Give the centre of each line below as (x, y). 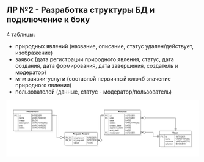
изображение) (34, 53)
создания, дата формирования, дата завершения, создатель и (97, 65)
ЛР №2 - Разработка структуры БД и (81, 10)
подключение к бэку (48, 20)
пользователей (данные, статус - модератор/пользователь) (93, 92)
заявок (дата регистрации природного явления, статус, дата (94, 59)
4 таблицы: (21, 34)
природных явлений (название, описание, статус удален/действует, (104, 46)
